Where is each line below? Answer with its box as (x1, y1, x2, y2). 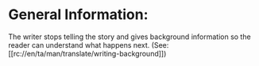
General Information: (8, 6, 149, 24)
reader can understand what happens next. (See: (8, 40, 169, 49)
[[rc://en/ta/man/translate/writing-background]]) (8, 49, 167, 58)
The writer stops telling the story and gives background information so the (8, 32, 252, 41)
